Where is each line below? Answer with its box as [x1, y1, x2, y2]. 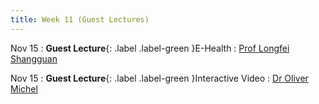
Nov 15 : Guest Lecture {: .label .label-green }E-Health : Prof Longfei [10, 42, 290, 54]
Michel [10, 82, 38, 95]
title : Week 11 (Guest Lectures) [10, 14, 150, 25]
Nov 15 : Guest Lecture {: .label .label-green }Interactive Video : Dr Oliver [10, 72, 309, 84]
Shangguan [10, 52, 58, 65]
